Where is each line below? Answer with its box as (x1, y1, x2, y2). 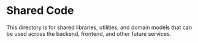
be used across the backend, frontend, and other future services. (6, 30, 172, 37)
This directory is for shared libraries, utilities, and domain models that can (6, 24, 192, 31)
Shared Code (6, 4, 74, 18)
